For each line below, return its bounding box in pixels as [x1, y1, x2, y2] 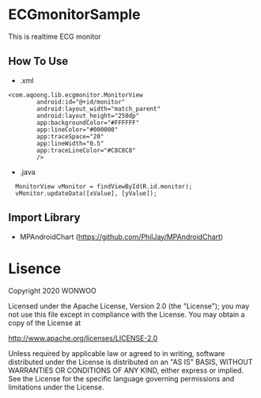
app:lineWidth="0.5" [36, 139, 104, 147]
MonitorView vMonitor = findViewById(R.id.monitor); [15, 182, 193, 191]
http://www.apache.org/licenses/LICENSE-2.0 [8, 333, 158, 343]
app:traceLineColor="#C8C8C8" [36, 146, 136, 154]
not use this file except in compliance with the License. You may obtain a [8, 309, 245, 319]
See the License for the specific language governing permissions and [8, 373, 235, 383]
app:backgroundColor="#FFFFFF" [36, 119, 140, 127]
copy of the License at [8, 318, 81, 328]
